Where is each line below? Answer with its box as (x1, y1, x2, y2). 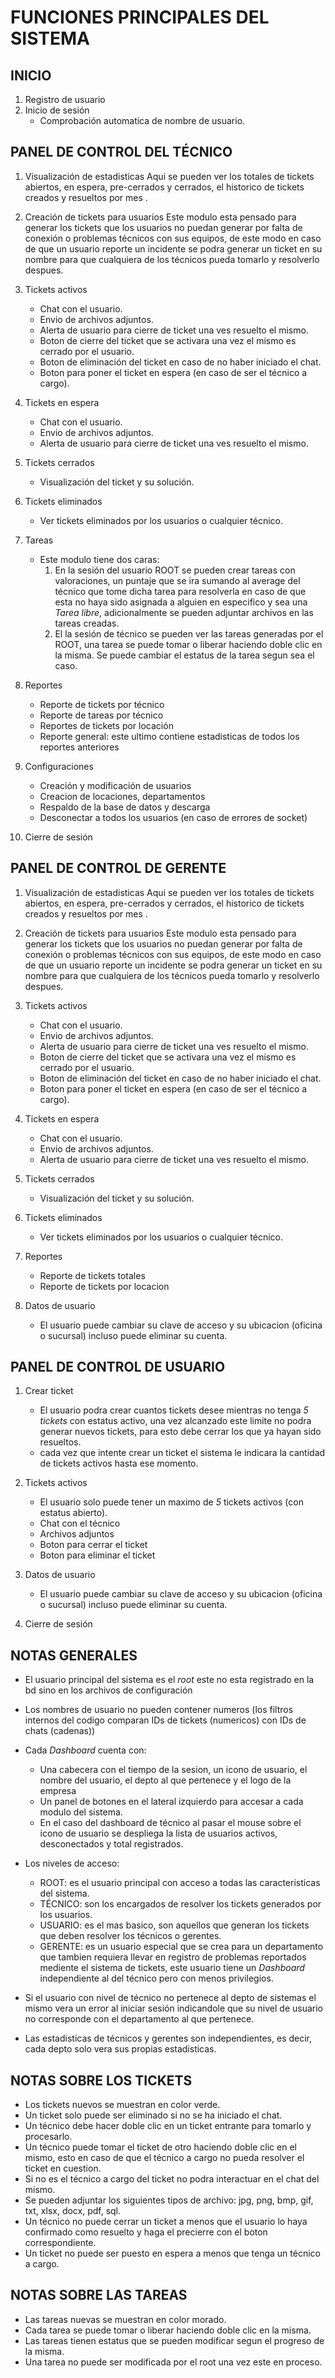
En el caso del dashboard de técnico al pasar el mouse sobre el (39, 1817, 302, 1829)
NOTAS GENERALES (10, 1647, 138, 1664)
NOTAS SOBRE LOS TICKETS (10, 2072, 193, 2089)
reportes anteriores (39, 741, 120, 753)
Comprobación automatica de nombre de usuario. (39, 115, 246, 126)
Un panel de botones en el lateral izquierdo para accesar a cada (39, 1796, 304, 1808)
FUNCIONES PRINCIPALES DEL (10, 6, 270, 29)
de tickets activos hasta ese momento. (39, 1457, 199, 1470)
